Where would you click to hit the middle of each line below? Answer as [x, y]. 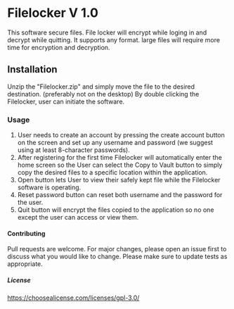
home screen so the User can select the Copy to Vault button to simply [120, 165]
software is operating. [49, 187]
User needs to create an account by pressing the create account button [121, 135]
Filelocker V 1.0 [53, 13]
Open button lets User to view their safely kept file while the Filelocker [119, 180]
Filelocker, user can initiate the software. [66, 101]
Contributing [26, 233]
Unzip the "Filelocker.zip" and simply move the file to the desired [101, 87]
